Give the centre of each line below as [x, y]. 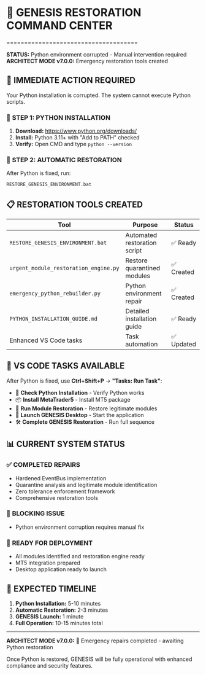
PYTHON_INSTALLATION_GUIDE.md [54, 319]
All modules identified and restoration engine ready [80, 556]
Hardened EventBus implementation [61, 478]
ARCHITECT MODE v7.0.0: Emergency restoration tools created [87, 61]
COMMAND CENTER [59, 25]
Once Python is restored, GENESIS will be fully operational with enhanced [99, 659]
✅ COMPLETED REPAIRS [44, 465]
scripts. [16, 101]
